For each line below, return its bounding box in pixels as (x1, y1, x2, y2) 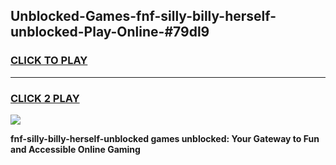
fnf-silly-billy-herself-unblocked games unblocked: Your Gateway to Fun (10, 132, 320, 144)
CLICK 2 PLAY (10, 91, 80, 105)
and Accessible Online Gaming (10, 143, 141, 155)
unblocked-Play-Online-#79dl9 (10, 24, 210, 41)
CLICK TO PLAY (10, 54, 88, 68)
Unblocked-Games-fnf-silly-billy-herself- (10, 8, 277, 25)
